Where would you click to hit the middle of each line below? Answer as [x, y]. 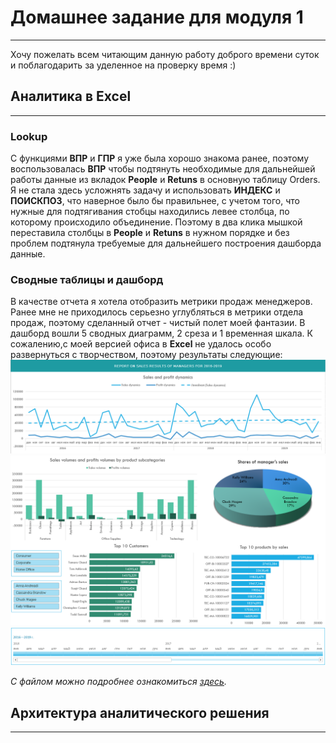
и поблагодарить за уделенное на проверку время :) [123, 65]
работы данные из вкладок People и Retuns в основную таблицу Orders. [165, 180]
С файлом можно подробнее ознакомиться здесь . [118, 682]
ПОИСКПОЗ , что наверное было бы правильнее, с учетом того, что [155, 201]
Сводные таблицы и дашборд [87, 279]
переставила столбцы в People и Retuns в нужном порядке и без [150, 233]
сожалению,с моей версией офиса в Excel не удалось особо [141, 344]
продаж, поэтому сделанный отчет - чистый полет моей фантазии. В [158, 323]
